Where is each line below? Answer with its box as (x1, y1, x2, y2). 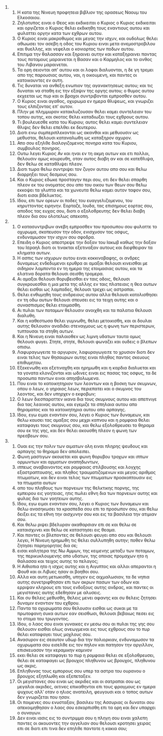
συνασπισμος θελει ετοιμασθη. (17, 302, 81, 308)
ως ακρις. (17, 663, 37, 669)
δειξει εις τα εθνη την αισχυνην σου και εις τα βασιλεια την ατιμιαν (17, 511, 157, 517)
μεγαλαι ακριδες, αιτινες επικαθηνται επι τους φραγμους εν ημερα (17, 684, 156, 689)
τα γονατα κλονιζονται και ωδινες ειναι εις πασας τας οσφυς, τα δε (17, 370, 157, 376)
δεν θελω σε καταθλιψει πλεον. (17, 161, 83, 167)
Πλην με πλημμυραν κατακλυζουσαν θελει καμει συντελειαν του (17, 109, 152, 115)
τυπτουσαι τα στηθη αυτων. (17, 328, 74, 334)
